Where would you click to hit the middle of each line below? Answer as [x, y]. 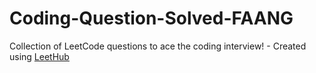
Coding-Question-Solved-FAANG [151, 18]
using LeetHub [39, 56]
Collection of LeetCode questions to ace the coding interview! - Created [158, 46]
